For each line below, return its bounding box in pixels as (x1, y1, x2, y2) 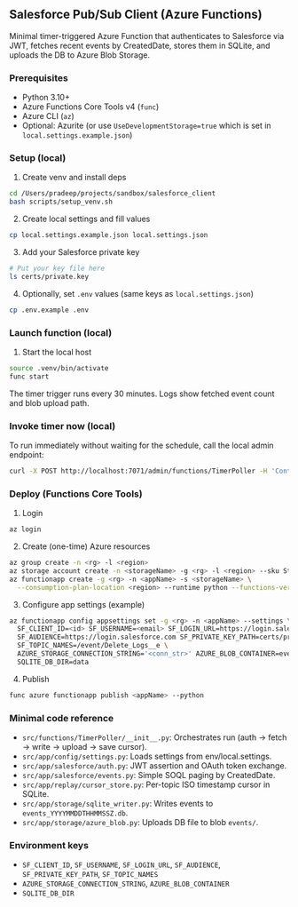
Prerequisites (9, 71, 68, 84)
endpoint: (9, 450, 44, 460)
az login (9, 525, 42, 534)
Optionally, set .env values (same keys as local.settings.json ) (21, 288, 255, 298)
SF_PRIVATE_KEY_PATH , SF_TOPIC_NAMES (21, 869, 159, 879)
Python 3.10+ (21, 92, 71, 103)
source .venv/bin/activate (9, 363, 109, 372)
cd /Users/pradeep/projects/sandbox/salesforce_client (9, 189, 216, 198)
